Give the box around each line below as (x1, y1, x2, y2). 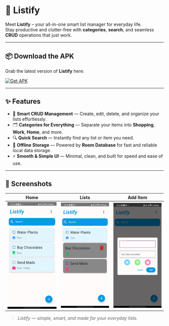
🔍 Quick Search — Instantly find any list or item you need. (12, 134, 134, 141)
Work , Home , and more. (12, 129, 63, 135)
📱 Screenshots (5, 179, 52, 188)
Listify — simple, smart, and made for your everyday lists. (17, 315, 138, 321)
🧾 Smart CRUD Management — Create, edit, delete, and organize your (12, 111, 159, 117)
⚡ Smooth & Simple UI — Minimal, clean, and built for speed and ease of (12, 153, 163, 159)
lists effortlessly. (12, 116, 47, 122)
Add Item (127, 194, 147, 200)
